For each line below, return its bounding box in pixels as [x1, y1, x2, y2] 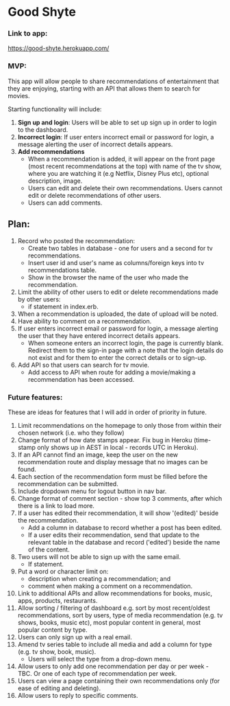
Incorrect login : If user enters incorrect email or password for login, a [17, 133, 214, 141]
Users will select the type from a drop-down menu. [27, 654, 172, 663]
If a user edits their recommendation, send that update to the [27, 530, 200, 539]
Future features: [8, 392, 63, 402]
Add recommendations [17, 147, 85, 155]
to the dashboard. [17, 125, 68, 134]
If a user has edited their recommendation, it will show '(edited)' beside [17, 509, 219, 517]
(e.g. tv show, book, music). [17, 647, 97, 656]
